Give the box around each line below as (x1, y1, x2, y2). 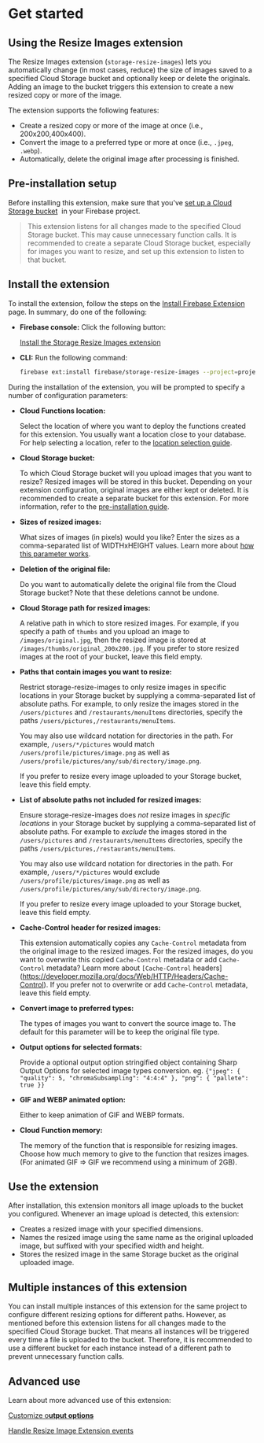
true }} (19, 1081, 45, 1089)
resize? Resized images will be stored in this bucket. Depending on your (19, 477, 253, 486)
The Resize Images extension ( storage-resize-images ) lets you (8, 57, 211, 66)
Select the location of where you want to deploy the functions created (19, 421, 246, 430)
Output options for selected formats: (19, 1042, 143, 1051)
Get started (8, 5, 84, 23)
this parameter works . (19, 548, 91, 559)
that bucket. (27, 255, 67, 264)
